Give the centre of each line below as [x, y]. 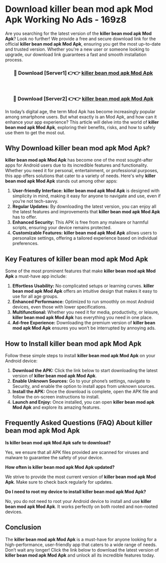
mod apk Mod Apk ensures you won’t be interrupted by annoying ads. [84, 328]
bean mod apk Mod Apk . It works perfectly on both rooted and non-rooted [82, 506]
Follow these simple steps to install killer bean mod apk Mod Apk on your [80, 355]
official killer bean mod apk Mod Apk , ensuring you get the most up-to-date [83, 44]
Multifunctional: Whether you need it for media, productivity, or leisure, [86, 312]
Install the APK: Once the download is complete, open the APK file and [85, 391]
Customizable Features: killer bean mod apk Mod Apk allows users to [84, 233]
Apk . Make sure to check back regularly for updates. [59, 482]
